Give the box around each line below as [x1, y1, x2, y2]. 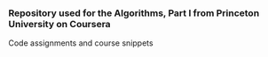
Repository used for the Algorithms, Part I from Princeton [8, 7, 260, 19]
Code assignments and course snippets [8, 38, 154, 48]
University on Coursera [8, 18, 112, 30]
